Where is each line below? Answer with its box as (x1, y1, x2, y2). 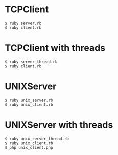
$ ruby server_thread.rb (5, 59, 58, 64)
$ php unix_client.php (5, 145, 53, 150)
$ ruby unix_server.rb (5, 98, 53, 103)
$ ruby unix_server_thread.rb (5, 136, 69, 141)
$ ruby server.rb (5, 21, 42, 26)
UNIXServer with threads (5, 119, 113, 130)
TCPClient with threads (5, 42, 106, 54)
